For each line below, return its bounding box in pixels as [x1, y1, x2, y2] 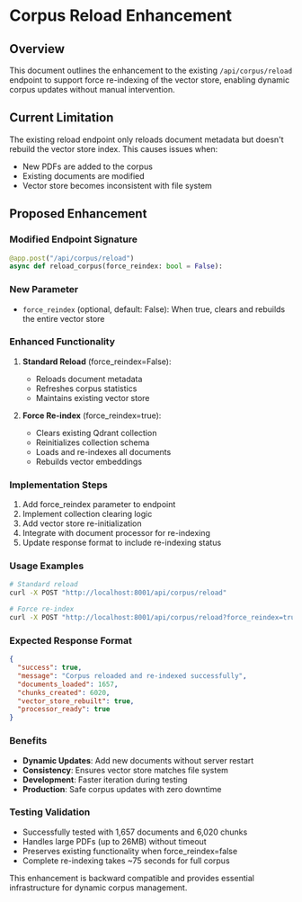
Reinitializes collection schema [35, 437, 150, 448]
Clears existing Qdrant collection [35, 427, 157, 438]
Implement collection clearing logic [22, 509, 153, 520]
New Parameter [9, 283, 79, 296]
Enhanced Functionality [9, 335, 115, 348]
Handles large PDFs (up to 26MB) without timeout [22, 835, 207, 846]
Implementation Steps [9, 478, 108, 491]
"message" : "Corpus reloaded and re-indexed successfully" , [17, 671, 247, 680]
